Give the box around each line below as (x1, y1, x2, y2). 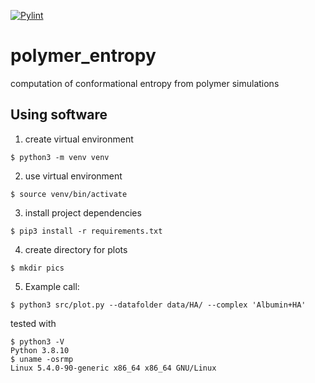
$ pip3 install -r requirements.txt (10, 226, 163, 236)
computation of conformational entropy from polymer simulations (10, 77, 280, 89)
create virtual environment (24, 133, 134, 145)
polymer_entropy (10, 45, 157, 67)
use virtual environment (24, 170, 123, 182)
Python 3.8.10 (10, 345, 70, 355)
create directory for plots (24, 243, 128, 255)
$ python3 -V (10, 336, 65, 347)
